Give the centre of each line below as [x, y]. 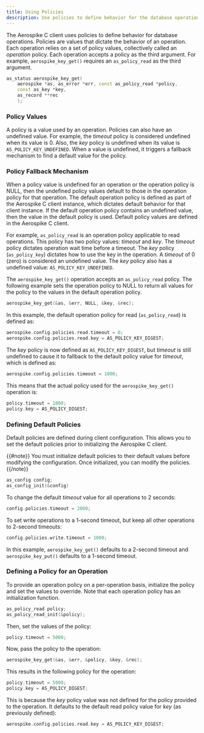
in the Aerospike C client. [38, 223]
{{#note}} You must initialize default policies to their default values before [98, 456]
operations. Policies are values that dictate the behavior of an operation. [97, 41]
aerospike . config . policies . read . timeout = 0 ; [65, 333]
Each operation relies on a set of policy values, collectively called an [92, 48]
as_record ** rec [38, 96]
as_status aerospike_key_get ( [45, 78]
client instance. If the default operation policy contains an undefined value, [100, 210]
